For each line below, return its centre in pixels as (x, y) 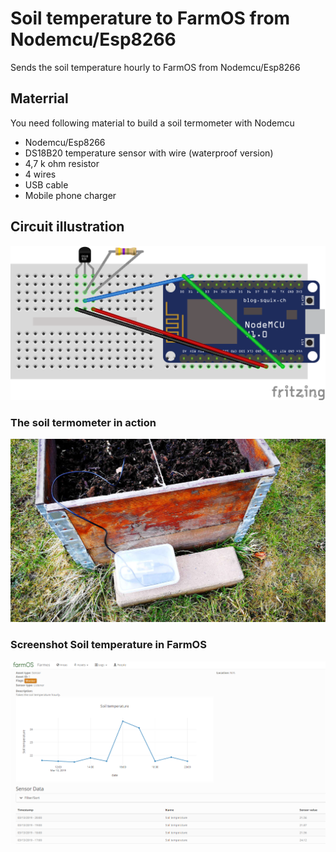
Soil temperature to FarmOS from (150, 18)
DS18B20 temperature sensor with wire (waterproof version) (149, 153)
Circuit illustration (67, 227)
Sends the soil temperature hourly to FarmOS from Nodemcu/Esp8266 (155, 67)
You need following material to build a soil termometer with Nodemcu (152, 123)
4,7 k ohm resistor (62, 163)
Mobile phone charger (70, 195)
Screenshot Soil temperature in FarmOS (108, 645)
